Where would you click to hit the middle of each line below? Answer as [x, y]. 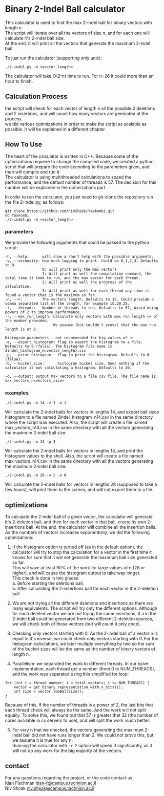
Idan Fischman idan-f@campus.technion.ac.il [51, 783]
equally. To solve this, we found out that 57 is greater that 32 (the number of [82, 715]
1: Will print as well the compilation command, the [97, 274]
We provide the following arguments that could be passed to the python [77, 242]
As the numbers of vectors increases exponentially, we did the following [78, 532]
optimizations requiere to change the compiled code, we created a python [79, 161]
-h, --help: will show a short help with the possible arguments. [79, 257]
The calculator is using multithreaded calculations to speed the [68, 177]
